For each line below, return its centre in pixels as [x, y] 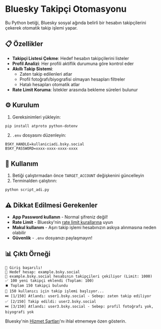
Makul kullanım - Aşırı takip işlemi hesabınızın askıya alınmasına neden [84, 227]
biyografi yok [20, 312]
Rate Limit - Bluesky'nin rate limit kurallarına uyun [63, 222]
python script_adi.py [27, 190]
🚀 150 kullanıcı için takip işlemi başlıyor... [55, 291]
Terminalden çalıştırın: [35, 181]
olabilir [19, 233]
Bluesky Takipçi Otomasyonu [66, 9]
